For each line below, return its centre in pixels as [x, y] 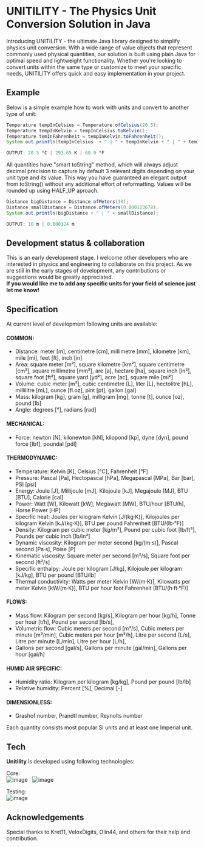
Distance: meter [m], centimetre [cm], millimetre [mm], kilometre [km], [103, 351]
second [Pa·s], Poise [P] [45, 549]
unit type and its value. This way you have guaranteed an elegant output [97, 177]
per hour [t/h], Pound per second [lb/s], [64, 622]
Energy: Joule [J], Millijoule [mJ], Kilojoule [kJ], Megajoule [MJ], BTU [101, 491]
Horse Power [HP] [38, 510]
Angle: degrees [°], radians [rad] [56, 410]
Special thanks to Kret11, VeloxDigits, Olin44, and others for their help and [98, 832]
